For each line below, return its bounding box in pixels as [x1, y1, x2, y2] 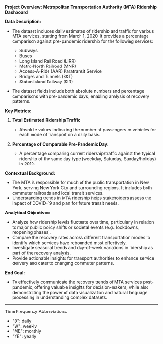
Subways [19, 48, 38, 53]
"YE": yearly [12, 333, 37, 339]
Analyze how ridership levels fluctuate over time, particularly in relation [12, 219, 154, 225]
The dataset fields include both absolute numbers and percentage [12, 88, 145, 94]
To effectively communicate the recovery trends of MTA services [12, 279, 142, 285]
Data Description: [5, 19, 41, 24]
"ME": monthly [12, 328, 41, 334]
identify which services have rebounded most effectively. [12, 240, 127, 246]
